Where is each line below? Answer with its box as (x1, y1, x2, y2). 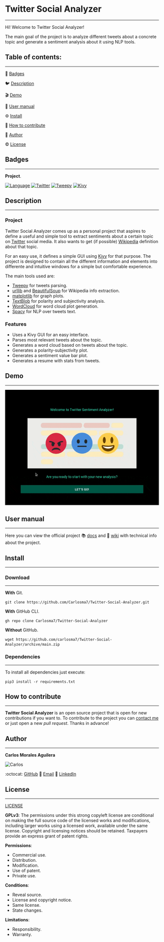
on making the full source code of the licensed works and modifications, (5, 818, 150, 824)
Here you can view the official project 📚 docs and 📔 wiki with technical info (5, 533, 157, 538)
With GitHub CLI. (5, 608, 40, 614)
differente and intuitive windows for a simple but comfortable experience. (5, 263, 153, 269)
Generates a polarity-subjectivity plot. (12, 347, 88, 353)
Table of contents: (5, 53, 62, 62)
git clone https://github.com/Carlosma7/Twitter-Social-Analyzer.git (5, 600, 150, 605)
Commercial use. (12, 852, 46, 858)
